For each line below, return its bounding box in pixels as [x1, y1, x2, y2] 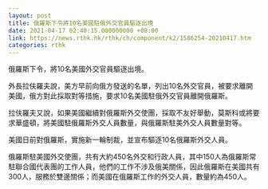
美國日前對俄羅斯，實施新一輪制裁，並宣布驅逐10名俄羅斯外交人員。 [8, 135, 233, 144]
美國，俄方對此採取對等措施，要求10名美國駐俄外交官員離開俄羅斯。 [8, 91, 233, 100]
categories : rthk [8, 41, 66, 49]
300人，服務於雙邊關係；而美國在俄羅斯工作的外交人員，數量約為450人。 [8, 172, 251, 182]
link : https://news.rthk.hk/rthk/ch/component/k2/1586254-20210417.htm [8, 33, 251, 42]
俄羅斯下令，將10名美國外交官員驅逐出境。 [8, 65, 149, 74]
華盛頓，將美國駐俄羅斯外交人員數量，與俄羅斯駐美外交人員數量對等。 [14, 118, 246, 128]
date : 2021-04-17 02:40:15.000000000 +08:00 [8, 26, 159, 34]
